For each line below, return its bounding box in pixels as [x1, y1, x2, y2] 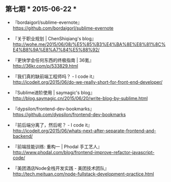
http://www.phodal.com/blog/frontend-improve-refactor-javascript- [12, 149, 155, 155]
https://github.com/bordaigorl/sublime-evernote [12, 25, 113, 31]
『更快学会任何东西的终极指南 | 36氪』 [12, 57, 94, 63]
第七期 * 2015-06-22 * [5, 5, 77, 14]
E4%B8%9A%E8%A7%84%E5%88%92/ [12, 46, 100, 52]
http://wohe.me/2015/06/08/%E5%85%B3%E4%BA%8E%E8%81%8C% [12, 41, 166, 47]
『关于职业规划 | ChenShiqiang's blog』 [12, 35, 97, 42]
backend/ [12, 133, 33, 139]
